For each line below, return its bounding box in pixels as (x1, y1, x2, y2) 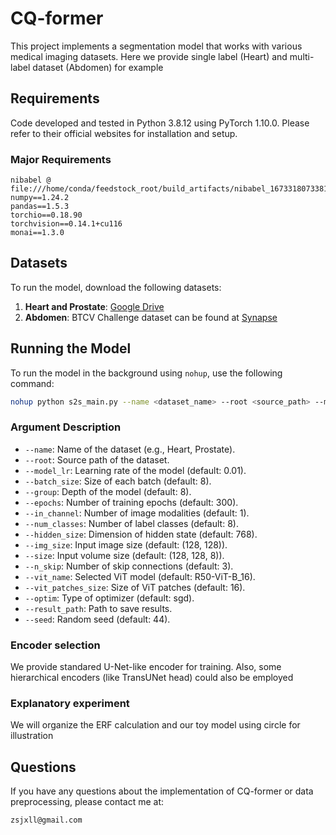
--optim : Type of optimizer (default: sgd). (24, 592, 195, 604)
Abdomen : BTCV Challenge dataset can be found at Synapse (24, 311, 278, 323)
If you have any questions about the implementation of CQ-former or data (10, 785, 314, 797)
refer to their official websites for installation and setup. (10, 127, 238, 139)
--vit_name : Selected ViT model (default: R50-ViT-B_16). (24, 570, 256, 582)
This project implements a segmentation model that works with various (10, 40, 303, 52)
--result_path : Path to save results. (24, 602, 173, 614)
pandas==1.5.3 (10, 202, 70, 212)
